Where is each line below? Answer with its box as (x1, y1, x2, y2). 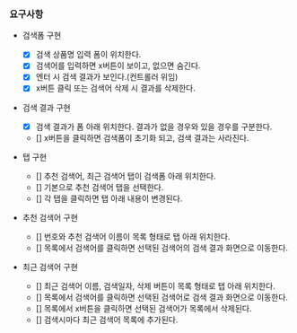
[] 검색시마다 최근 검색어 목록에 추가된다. (35, 314, 179, 325)
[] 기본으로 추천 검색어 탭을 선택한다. (35, 181, 164, 192)
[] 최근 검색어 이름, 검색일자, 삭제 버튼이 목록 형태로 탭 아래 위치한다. (35, 280, 275, 291)
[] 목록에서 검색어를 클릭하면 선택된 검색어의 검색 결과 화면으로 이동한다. (35, 242, 289, 253)
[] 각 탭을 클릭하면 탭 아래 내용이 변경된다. (35, 193, 183, 204)
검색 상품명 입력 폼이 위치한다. (35, 49, 142, 60)
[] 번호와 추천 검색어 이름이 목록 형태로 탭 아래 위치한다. (35, 231, 231, 241)
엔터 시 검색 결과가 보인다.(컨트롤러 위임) (35, 72, 179, 83)
